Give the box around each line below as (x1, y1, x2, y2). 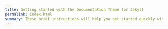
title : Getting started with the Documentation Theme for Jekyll (5, 7, 144, 12)
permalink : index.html (5, 12, 52, 17)
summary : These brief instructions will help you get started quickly (5, 16, 155, 21)
